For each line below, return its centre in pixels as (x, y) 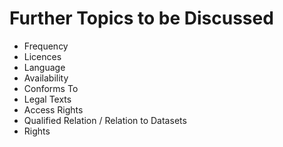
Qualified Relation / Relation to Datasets (105, 120)
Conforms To (51, 88)
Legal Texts (47, 99)
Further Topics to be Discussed (141, 18)
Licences (42, 56)
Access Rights (53, 109)
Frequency (46, 46)
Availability (46, 78)
